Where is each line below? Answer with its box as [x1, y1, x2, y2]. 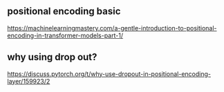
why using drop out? [7, 51, 97, 63]
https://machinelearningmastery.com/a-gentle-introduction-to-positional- [7, 24, 217, 32]
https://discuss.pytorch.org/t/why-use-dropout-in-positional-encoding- [7, 69, 212, 78]
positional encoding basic [7, 6, 121, 17]
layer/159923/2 [7, 77, 50, 85]
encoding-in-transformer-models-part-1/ [7, 31, 123, 39]
